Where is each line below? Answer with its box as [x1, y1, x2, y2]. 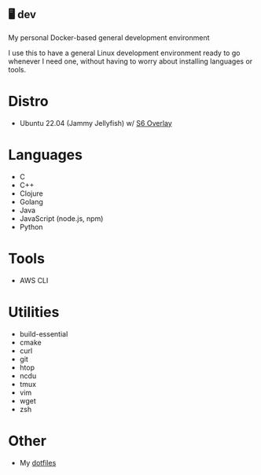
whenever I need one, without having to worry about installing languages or [8, 56, 253, 66]
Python [19, 222, 43, 231]
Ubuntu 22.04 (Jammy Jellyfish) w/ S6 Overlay [19, 118, 173, 127]
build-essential [19, 329, 68, 338]
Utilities [8, 303, 60, 321]
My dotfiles [19, 458, 57, 467]
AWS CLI [19, 275, 49, 285]
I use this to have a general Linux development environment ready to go [8, 48, 241, 57]
